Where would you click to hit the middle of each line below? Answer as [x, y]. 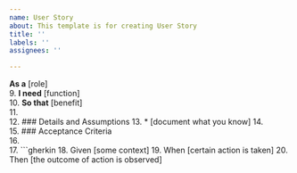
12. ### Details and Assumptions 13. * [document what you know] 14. [136, 122]
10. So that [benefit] [46, 103]
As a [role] [29, 84]
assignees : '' [36, 51]
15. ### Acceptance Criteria [61, 131]
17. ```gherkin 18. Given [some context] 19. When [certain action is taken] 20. [148, 150]
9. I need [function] [45, 94]
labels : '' [29, 42]
